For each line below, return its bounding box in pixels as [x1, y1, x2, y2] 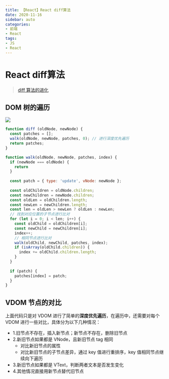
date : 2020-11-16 [5, 12, 42, 17]
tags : [5, 36, 17, 41]
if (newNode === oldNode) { [10, 159, 70, 165]
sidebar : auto [5, 17, 36, 22]
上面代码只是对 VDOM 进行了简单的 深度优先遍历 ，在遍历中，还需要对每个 [5, 313, 160, 319]
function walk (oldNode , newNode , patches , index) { [5, 155, 117, 160]
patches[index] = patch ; [14, 273, 67, 279]
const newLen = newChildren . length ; [10, 202, 88, 207]
